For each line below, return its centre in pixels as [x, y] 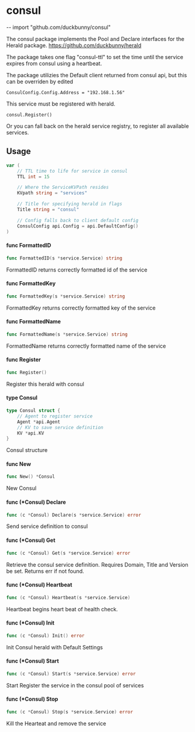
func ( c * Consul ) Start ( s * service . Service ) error [71, 673]
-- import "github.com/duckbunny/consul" [59, 27]
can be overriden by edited [40, 81]
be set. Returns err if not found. [45, 571]
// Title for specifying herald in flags [70, 204]
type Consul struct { [33, 411]
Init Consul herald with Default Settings [55, 647]
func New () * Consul [31, 477]
